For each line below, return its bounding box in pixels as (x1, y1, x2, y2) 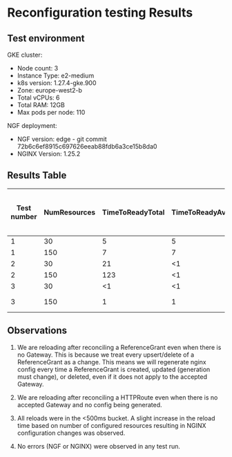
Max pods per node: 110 (17, 109, 86, 116)
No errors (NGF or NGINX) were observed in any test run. (17, 442, 181, 450)
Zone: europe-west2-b (17, 86, 83, 94)
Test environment (7, 32, 85, 44)
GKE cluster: (7, 50, 43, 59)
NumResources (43, 207, 96, 217)
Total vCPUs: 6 (17, 93, 60, 102)
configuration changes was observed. (17, 429, 126, 437)
